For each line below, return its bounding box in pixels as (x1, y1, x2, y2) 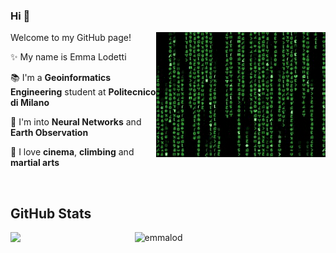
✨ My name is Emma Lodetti (10, 51, 127, 63)
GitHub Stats (10, 205, 92, 222)
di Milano (10, 97, 50, 109)
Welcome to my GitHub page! (10, 32, 132, 44)
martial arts (10, 157, 60, 169)
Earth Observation (10, 127, 89, 139)
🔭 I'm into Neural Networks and (10, 116, 142, 128)
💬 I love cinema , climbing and (10, 146, 135, 158)
